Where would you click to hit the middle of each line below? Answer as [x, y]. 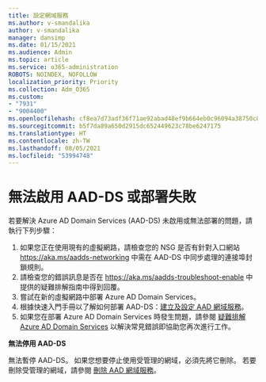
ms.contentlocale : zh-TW [49, 141]
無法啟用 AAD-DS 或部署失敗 [102, 197]
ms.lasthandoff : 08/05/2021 [55, 148]
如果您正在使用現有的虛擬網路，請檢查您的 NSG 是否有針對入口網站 [129, 247]
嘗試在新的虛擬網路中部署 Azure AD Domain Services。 [110, 297]
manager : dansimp [37, 38]
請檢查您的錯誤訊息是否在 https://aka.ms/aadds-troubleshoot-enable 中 [136, 277]
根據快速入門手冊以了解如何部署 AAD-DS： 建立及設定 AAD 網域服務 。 [134, 307]
